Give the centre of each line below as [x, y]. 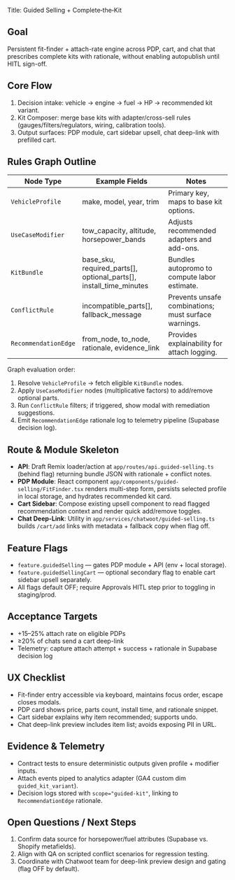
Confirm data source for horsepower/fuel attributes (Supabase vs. [113, 839]
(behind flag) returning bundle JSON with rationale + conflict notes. [114, 474]
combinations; [191, 306]
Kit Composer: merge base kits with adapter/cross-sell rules [104, 118]
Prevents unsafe [194, 297]
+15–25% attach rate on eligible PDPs [71, 633]
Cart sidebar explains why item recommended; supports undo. [107, 717]
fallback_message [112, 315]
